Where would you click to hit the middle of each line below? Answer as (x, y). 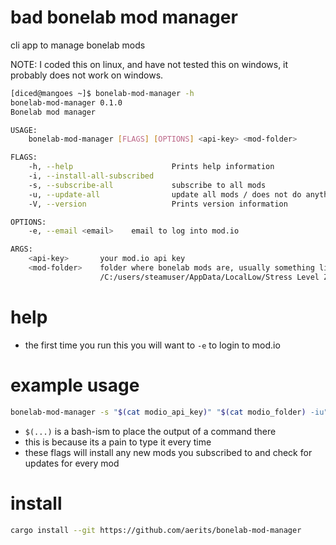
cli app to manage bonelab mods (78, 45)
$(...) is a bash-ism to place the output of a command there (150, 431)
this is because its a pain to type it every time (118, 442)
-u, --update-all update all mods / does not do (165, 194)
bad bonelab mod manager (124, 17)
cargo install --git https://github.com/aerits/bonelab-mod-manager (156, 530)
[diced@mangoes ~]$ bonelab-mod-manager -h (102, 93)
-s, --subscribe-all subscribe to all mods (147, 185)
